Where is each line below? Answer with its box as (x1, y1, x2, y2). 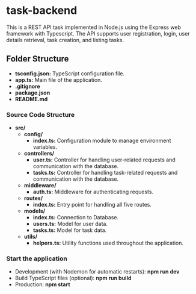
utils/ (23, 233, 38, 240)
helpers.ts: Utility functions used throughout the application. (32, 239, 184, 247)
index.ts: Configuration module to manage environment (32, 137, 171, 145)
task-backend (6, 4, 78, 17)
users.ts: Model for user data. (32, 220, 108, 228)
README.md (14, 95, 48, 102)
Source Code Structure (6, 110, 75, 119)
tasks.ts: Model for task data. (32, 227, 107, 234)
